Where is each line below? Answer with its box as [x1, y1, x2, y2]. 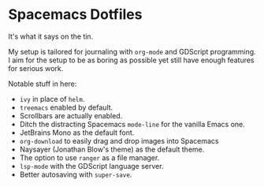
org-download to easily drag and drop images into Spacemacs [19, 136, 219, 145]
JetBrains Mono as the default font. [19, 128, 135, 137]
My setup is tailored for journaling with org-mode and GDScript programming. [8, 47, 256, 56]
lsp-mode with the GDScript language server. [19, 161, 164, 170]
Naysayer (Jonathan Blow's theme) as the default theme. [19, 144, 205, 154]
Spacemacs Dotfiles [8, 6, 143, 24]
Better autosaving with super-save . [19, 170, 132, 179]
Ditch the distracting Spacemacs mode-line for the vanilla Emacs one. [19, 119, 246, 129]
